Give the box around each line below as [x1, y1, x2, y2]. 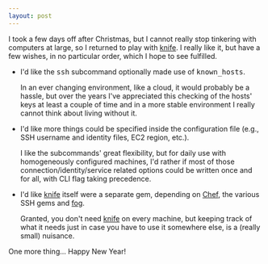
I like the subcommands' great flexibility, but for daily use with [19, 148, 226, 157]
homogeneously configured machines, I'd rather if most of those [19, 157, 236, 166]
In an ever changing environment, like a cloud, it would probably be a [19, 82, 250, 92]
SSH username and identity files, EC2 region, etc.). [19, 132, 190, 142]
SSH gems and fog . [19, 198, 85, 207]
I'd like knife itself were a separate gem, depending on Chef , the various [19, 189, 260, 199]
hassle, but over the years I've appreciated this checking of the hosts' [19, 90, 253, 101]
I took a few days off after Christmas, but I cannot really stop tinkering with [8, 34, 257, 44]
